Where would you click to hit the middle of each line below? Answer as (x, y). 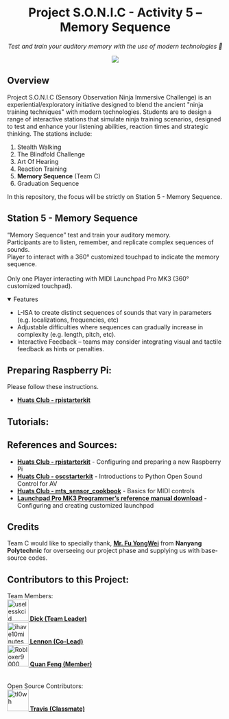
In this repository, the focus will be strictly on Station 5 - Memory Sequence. (115, 196)
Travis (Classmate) (58, 709)
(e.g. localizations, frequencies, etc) (68, 320)
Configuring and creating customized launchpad (85, 505)
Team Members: (30, 596)
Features (26, 299)
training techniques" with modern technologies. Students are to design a (110, 112)
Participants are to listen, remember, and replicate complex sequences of (110, 242)
